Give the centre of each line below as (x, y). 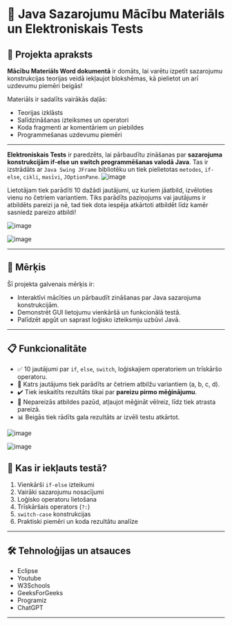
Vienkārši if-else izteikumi (56, 485)
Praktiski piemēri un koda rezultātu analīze (78, 522)
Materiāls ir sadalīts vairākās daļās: (57, 99)
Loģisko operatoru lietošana (57, 500)
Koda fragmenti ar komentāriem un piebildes (80, 127)
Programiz (32, 600)
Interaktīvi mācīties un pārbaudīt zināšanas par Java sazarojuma (109, 297)
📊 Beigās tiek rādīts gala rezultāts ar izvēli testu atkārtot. (98, 417)
